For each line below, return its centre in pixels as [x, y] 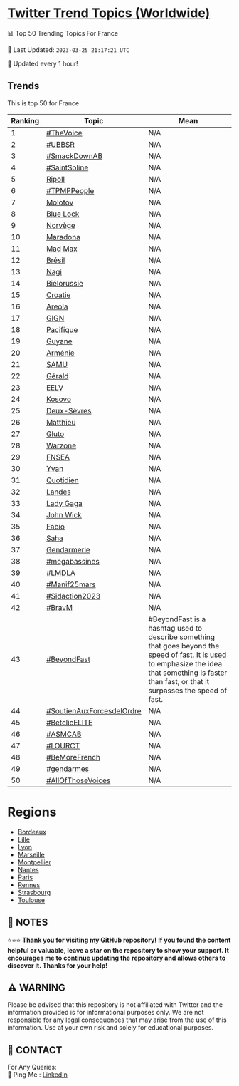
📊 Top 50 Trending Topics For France [63, 33]
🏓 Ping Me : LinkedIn [37, 1075]
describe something [182, 637]
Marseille [31, 854]
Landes [58, 492]
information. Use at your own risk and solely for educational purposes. [111, 1028]
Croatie [58, 295]
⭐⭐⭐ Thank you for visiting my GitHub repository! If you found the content [119, 940]
